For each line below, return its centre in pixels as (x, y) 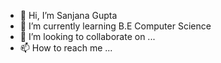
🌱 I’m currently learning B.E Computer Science (115, 26)
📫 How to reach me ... (66, 48)
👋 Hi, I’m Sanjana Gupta (68, 15)
